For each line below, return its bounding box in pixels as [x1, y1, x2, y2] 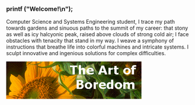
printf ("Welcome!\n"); [6, 5, 73, 13]
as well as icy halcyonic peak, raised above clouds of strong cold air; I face [6, 31, 189, 38]
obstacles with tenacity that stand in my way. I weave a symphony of [6, 37, 174, 44]
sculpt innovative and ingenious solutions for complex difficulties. [6, 50, 166, 57]
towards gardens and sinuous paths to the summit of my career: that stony [6, 24, 188, 31]
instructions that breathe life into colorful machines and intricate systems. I [6, 43, 189, 50]
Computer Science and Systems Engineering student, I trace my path [6, 18, 175, 26]
